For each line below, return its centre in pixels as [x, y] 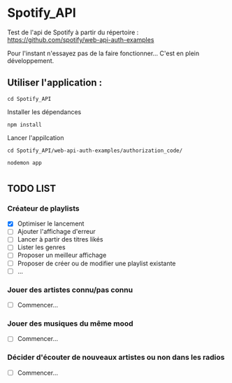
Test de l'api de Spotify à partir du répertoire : [73, 32]
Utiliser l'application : [55, 83]
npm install [24, 125]
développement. [31, 60]
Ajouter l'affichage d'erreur [56, 232]
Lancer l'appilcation [36, 137]
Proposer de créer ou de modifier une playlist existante [96, 263]
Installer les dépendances [44, 112]
